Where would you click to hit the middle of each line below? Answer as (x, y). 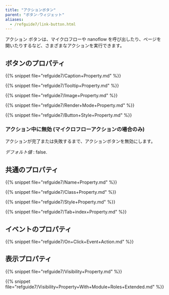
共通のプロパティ (32, 170)
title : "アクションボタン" (30, 10)
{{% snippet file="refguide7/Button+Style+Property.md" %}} (69, 115)
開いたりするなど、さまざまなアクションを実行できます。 (65, 46)
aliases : (14, 19)
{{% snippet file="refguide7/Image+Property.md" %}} (61, 96)
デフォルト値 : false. (26, 152)
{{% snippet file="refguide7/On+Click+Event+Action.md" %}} (70, 242)
